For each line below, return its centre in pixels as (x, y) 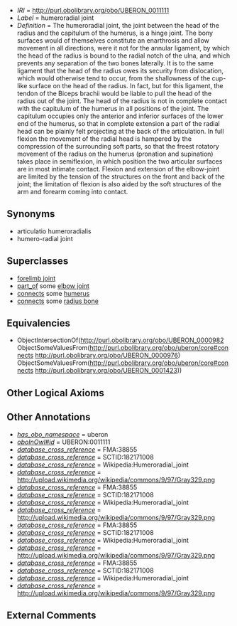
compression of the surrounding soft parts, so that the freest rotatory (118, 146)
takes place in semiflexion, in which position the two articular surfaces (120, 161)
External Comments (51, 616)
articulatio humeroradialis (54, 231)
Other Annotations (49, 417)
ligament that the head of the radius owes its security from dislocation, (120, 71)
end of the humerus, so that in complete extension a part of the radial (118, 123)
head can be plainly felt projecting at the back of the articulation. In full (120, 131)
